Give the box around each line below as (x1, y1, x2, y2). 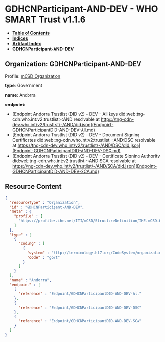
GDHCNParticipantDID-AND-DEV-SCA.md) (12, 168, 99, 174)
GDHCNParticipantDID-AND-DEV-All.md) (12, 127, 96, 132)
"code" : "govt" (27, 255, 60, 260)
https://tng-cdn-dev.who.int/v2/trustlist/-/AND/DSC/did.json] (17, 142, 141, 148)
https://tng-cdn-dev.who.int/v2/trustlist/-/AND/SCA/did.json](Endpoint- (12, 163, 157, 169)
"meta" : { (9, 210, 32, 214)
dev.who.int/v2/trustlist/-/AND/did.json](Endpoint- (12, 121, 114, 127)
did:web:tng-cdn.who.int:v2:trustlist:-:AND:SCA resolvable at (12, 158, 136, 164)
